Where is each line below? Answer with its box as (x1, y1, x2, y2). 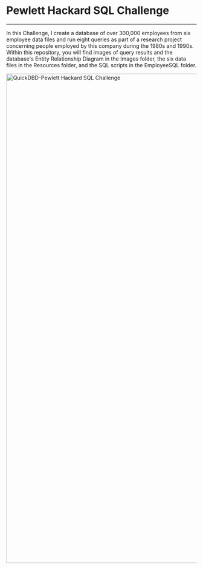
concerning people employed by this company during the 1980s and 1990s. (6, 42, 195, 49)
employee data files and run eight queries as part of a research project (6, 36, 182, 43)
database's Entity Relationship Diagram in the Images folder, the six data (6, 55, 186, 62)
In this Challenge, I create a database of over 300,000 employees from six (6, 29, 191, 36)
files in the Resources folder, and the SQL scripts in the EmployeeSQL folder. (6, 61, 197, 68)
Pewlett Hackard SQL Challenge (6, 4, 169, 18)
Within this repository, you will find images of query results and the (6, 48, 173, 56)
